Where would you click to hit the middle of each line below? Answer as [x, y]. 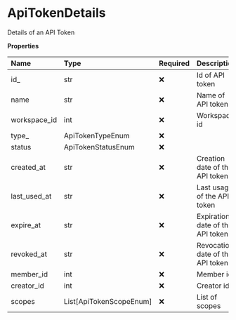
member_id [29, 274]
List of [207, 297]
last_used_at [31, 196]
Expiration [213, 216]
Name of [211, 95]
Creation [211, 158]
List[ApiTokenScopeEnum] [108, 301]
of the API [213, 196]
